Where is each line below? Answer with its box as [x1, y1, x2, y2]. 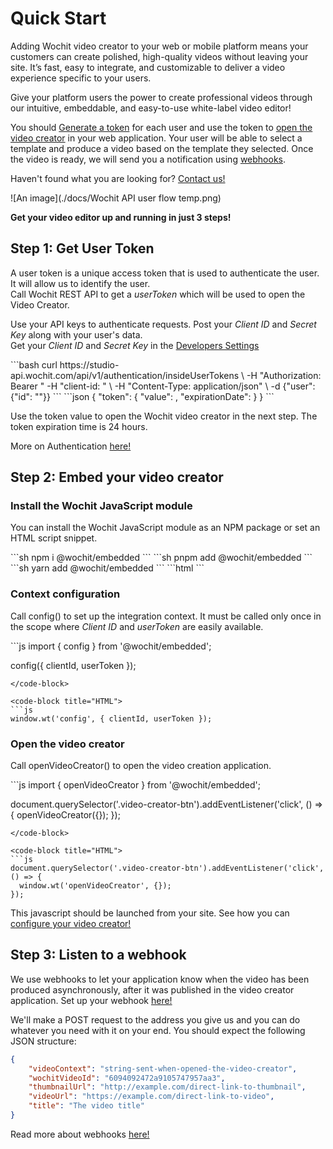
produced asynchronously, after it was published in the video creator [10, 983, 295, 996]
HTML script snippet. [10, 532, 98, 544]
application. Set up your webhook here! [10, 994, 173, 1006]
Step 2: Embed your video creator [10, 469, 224, 486]
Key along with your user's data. [10, 328, 143, 341]
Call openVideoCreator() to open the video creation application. [10, 760, 272, 772]
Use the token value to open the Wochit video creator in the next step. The [10, 410, 318, 422]
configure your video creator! [10, 918, 132, 930]
